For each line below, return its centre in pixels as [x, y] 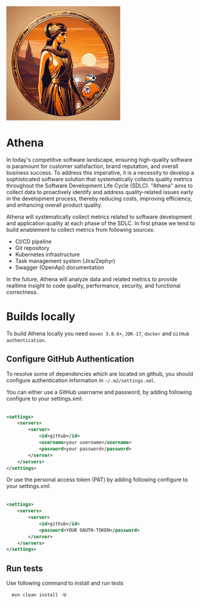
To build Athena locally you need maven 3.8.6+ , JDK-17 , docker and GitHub [98, 333]
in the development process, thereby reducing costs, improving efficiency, [99, 198]
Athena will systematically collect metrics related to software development [99, 217]
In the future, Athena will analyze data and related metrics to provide [92, 279]
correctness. [22, 292]
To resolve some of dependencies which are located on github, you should [100, 374]
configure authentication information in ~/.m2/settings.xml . [81, 380]
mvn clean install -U [39, 595]
